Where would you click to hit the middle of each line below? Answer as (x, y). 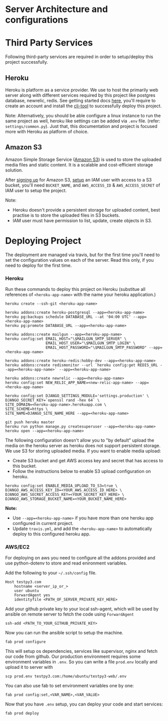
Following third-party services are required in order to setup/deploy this (79, 57)
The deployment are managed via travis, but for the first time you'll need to (82, 255)
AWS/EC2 (18, 547)
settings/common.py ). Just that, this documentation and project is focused (81, 126)
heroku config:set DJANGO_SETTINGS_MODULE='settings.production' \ (77, 396)
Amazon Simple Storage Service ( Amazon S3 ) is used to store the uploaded (83, 159)
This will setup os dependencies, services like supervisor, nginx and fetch (81, 651)
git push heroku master (30, 422)
